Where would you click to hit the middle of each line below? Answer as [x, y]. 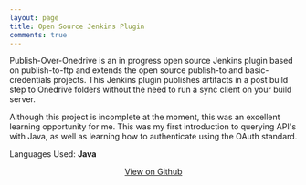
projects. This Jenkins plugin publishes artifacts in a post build [171, 80]
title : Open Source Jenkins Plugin [77, 26]
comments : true [38, 35]
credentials [31, 80]
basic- [257, 70]
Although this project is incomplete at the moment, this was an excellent [145, 117]
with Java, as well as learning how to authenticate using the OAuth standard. [153, 137]
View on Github [153, 172]
